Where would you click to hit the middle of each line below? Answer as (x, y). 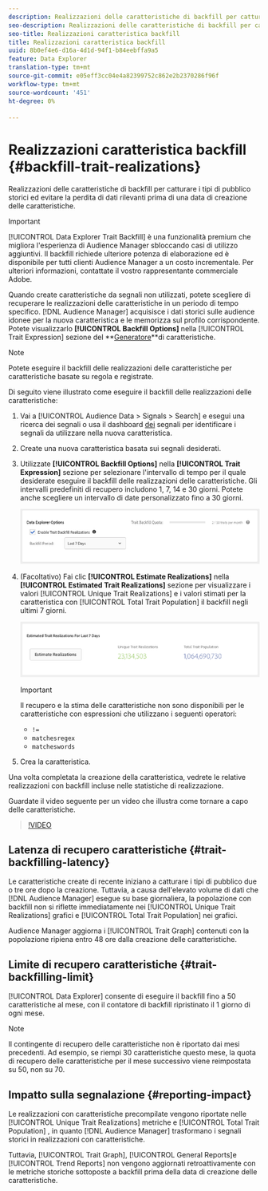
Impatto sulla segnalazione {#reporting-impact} (130, 1095)
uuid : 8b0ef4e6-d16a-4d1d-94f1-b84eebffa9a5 (83, 51)
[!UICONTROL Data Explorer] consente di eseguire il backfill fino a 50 (122, 996)
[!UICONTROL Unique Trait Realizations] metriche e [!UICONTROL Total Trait (134, 1122)
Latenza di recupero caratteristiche (98, 850)
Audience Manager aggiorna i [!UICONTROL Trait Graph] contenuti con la (129, 931)
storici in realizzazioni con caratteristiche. (77, 1140)
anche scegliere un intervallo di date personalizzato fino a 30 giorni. (132, 498)
